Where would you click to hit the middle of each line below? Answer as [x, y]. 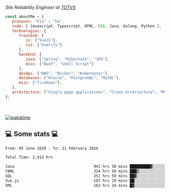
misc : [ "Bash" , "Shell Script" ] [60, 64]
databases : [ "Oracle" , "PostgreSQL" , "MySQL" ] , [70, 78]
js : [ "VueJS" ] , [41, 40]
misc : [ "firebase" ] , [40, 83]
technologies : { [29, 31]
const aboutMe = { [25, 17]
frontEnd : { [31, 36]
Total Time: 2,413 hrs [29, 157]
